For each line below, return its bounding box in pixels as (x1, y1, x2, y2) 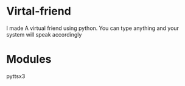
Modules (6, 52, 52, 66)
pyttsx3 (6, 72, 26, 80)
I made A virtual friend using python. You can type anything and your (6, 24, 180, 32)
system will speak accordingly (6, 30, 82, 38)
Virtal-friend (6, 4, 71, 18)
